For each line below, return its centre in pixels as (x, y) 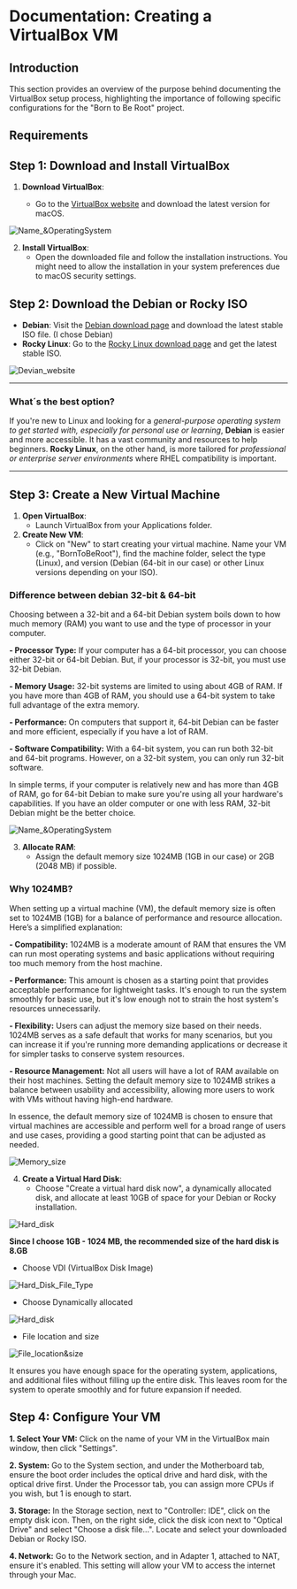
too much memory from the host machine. (86, 963)
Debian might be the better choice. (72, 813)
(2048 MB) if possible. (76, 866)
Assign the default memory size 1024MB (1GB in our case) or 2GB (155, 856)
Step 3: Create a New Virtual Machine (115, 494)
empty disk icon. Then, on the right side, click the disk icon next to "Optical (146, 1520)
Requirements (49, 136)
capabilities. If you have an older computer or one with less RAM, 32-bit (140, 803)
